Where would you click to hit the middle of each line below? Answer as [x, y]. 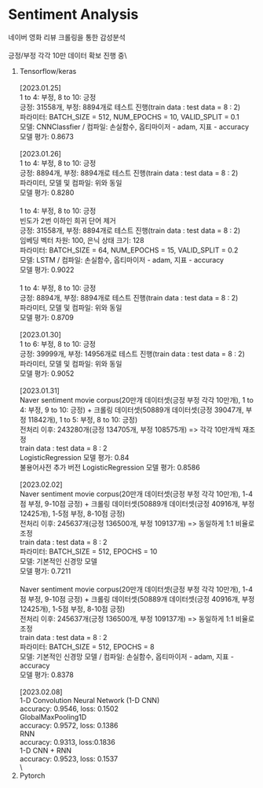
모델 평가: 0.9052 [47, 373]
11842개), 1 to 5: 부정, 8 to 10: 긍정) [83, 419]
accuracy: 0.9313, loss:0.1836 [67, 742]
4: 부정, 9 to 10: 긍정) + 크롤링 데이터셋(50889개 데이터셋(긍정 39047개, [131, 410]
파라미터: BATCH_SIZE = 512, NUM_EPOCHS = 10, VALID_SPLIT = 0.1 [129, 116]
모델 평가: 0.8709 [47, 317]
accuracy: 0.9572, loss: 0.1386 [69, 725]
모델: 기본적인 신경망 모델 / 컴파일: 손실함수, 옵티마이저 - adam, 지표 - [126, 656]
